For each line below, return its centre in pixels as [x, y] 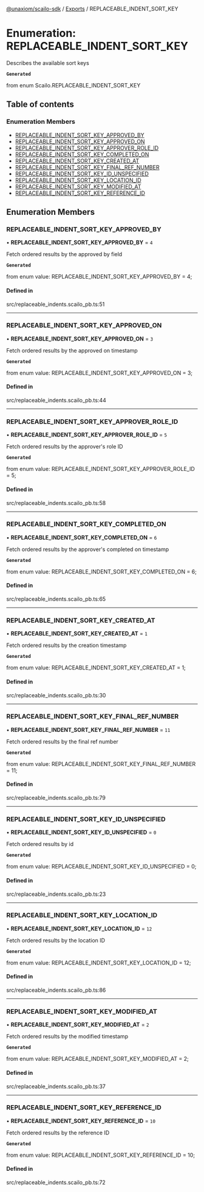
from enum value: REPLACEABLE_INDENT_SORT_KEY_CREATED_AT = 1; [96, 668]
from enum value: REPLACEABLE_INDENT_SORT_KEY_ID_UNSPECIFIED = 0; [101, 867]
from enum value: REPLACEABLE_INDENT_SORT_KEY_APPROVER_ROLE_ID [101, 469]
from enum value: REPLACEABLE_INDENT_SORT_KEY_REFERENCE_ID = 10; [101, 1155]
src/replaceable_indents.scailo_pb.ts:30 [56, 695]
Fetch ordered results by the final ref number [62, 741]
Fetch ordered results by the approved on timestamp [72, 350]
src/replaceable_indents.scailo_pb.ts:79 [56, 798]
